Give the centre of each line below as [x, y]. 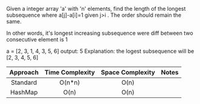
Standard [24, 82]
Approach [24, 72]
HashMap [24, 92]
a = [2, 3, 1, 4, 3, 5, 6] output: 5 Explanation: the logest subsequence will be [100, 51]
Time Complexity [70, 72]
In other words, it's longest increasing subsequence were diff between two [100, 33]
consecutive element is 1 [37, 39]
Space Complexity [128, 72]
